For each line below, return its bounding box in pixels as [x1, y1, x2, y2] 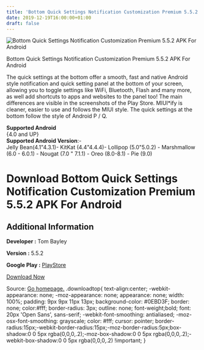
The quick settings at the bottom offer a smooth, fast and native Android [6, 74, 188, 81]
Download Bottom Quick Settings [6, 171, 178, 185]
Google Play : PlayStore [6, 262, 66, 269]
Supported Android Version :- [6, 137, 82, 145]
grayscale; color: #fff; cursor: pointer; [59, 318, 154, 325]
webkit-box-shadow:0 [6, 337, 62, 345]
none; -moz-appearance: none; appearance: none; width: [39, 291, 184, 299]
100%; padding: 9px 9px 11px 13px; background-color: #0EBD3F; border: [6, 298, 190, 305]
